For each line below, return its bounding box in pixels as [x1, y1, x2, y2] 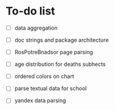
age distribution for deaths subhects [14, 60, 106, 68]
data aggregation [14, 24, 58, 31]
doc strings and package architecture [14, 36, 109, 44]
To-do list [5, 4, 55, 18]
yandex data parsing [14, 97, 66, 104]
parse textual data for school [14, 85, 87, 92]
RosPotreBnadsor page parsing [14, 48, 94, 56]
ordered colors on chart [14, 73, 74, 80]
